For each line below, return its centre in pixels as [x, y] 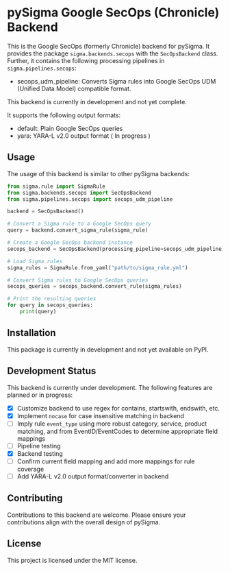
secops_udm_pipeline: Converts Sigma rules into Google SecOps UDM [116, 81]
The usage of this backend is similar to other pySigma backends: [99, 173]
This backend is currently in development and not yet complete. [97, 101]
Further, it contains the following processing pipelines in [86, 60]
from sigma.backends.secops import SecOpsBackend [79, 193]
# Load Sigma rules [35, 261]
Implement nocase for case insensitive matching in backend [101, 415]
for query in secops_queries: [50, 305]
